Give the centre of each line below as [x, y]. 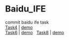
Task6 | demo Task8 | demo [34, 32]
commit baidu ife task [27, 22]
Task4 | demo [19, 27]
